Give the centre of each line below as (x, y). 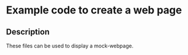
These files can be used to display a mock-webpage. (70, 46)
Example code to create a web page (94, 10)
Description (28, 32)
